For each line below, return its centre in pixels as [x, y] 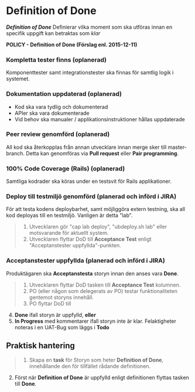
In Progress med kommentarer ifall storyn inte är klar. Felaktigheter [95, 321]
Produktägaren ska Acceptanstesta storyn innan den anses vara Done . [92, 273]
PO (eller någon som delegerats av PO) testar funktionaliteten [103, 291]
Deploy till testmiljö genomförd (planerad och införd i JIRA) [91, 196]
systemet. [18, 79]
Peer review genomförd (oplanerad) [58, 134]
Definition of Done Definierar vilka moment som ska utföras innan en [89, 27]
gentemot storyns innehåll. [61, 297]
